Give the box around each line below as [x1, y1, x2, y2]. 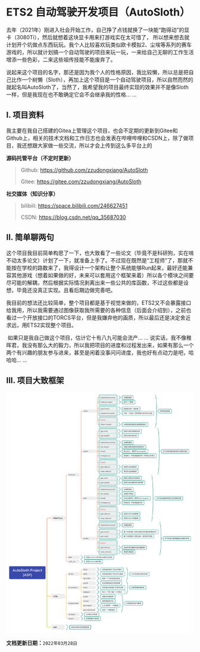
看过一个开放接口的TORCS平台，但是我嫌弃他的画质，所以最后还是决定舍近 [6, 314, 191, 321]
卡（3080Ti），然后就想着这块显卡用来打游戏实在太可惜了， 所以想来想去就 [6, 33, 190, 40]
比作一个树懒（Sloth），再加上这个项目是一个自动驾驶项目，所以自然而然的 [11, 76, 193, 83]
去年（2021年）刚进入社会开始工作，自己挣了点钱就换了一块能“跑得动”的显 [6, 26, 189, 33]
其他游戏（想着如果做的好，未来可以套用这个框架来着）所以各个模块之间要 [11, 271, 194, 278]
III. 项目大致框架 [6, 375, 64, 385]
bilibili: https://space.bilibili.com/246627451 [20, 202, 128, 209]
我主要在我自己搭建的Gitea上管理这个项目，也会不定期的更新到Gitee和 [6, 127, 179, 134]
